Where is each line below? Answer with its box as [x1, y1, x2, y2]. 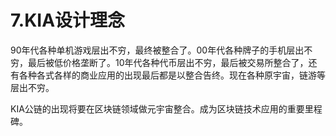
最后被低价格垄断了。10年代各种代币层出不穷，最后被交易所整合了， [27, 56, 309, 68]
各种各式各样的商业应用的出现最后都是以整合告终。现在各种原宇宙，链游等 [18, 69, 326, 81]
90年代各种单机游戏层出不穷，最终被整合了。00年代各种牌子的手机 [10, 44, 287, 56]
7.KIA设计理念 [10, 9, 126, 32]
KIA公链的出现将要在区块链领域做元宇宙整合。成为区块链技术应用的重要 [10, 102, 305, 115]
